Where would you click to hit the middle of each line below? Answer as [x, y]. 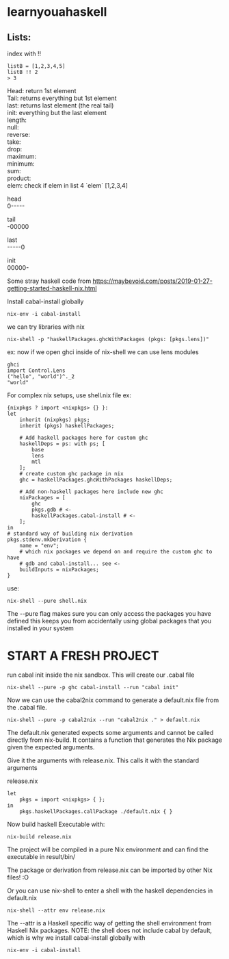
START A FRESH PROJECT [83, 656]
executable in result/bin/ [41, 856]
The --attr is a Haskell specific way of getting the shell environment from [109, 923]
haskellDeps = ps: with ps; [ [63, 444]
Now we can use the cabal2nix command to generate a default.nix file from [113, 700]
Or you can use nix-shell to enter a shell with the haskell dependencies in [110, 891]
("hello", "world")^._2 [41, 377]
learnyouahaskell [57, 12]
